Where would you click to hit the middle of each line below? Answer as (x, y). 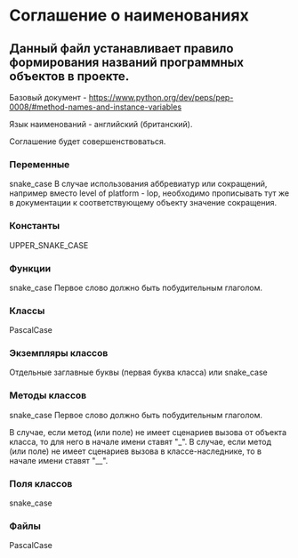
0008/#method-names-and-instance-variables (96, 107)
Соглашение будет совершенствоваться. (88, 142)
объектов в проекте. (69, 76)
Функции (30, 268)
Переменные (40, 164)
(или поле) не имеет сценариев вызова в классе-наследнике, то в (136, 451)
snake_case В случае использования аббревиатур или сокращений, (138, 184)
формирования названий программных (127, 62)
